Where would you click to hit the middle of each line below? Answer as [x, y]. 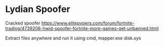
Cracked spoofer [23, 23]
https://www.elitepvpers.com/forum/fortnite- [88, 23]
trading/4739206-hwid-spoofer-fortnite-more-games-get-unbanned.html [82, 28]
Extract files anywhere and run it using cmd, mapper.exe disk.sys [73, 38]
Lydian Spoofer [38, 9]
